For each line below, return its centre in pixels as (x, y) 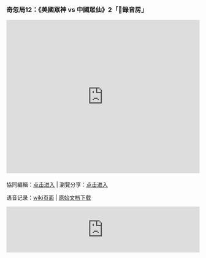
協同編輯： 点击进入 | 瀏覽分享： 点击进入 (57, 184)
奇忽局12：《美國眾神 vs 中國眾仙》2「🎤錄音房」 (77, 9)
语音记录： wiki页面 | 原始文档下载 (49, 198)
